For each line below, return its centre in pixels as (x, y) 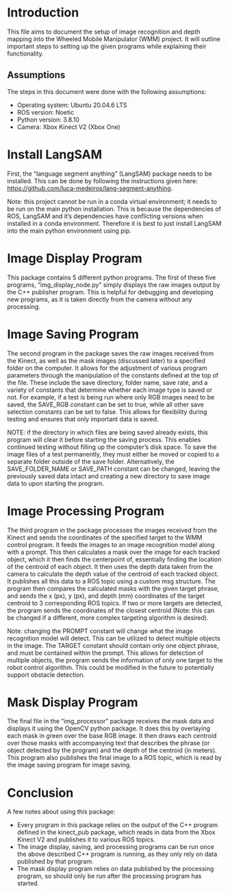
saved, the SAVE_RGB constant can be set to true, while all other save (105, 404)
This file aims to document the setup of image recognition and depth (104, 32)
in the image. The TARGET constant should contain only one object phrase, (113, 645)
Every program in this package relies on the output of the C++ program (117, 825)
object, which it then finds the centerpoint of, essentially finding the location (114, 559)
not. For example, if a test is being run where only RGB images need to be (111, 397)
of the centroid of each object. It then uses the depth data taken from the (110, 566)
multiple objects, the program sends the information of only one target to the (115, 660)
